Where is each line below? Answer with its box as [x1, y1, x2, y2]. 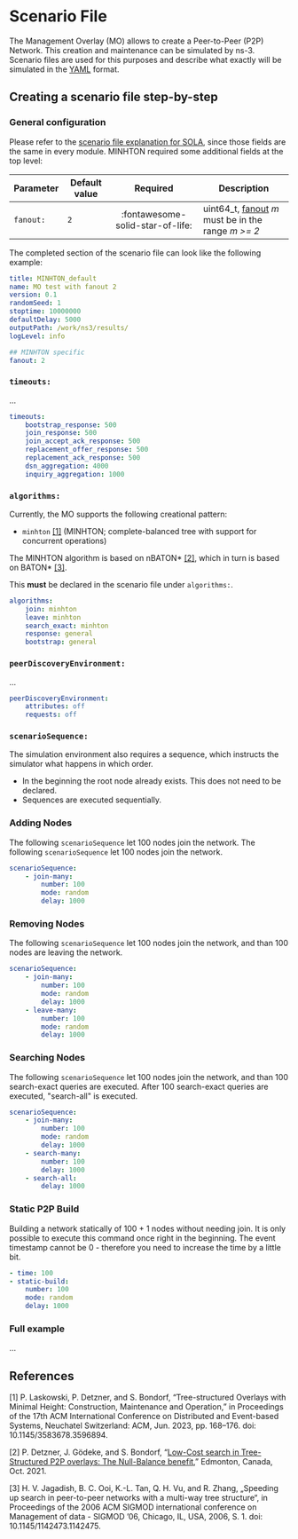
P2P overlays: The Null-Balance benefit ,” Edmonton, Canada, [50, 1456, 273, 1467]
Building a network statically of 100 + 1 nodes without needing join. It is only [9, 1223, 286, 1234]
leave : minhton [25, 612, 82, 622]
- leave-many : [25, 1006, 77, 1014]
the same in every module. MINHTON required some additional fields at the [9, 146, 284, 156]
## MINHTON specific [9, 348, 86, 357]
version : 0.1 [9, 290, 58, 299]
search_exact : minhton [25, 621, 109, 630]
